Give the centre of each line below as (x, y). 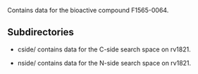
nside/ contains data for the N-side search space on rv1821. (104, 63)
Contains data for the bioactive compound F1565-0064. (88, 10)
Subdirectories (41, 32)
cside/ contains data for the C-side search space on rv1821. (104, 49)
